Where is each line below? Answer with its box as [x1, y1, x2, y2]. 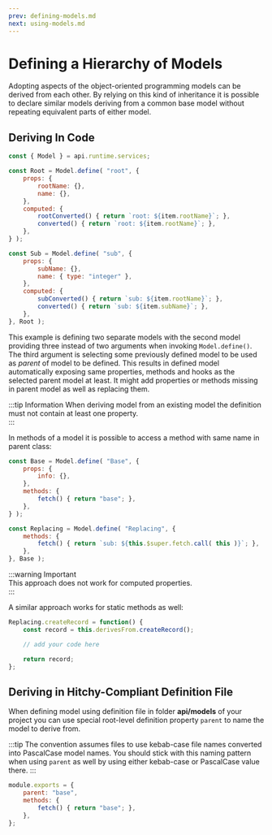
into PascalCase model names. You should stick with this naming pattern [8, 748, 252, 758]
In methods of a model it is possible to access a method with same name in [8, 432, 260, 443]
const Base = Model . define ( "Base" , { [8, 456, 140, 465]
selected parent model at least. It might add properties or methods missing [8, 375, 258, 385]
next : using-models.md [8, 19, 85, 28]
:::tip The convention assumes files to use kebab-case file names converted [8, 740, 262, 750]
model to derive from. [8, 724, 81, 733]
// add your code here [23, 640, 100, 648]
